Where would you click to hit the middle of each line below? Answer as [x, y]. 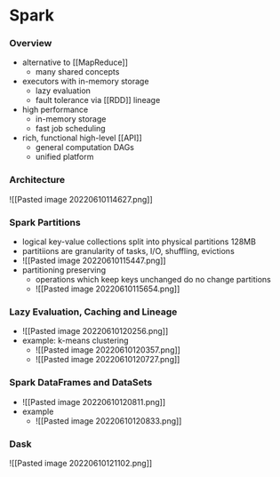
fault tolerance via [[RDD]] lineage [98, 100]
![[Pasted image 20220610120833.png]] [108, 421]
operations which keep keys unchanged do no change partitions [153, 280]
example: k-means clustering [75, 341]
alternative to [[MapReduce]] [75, 62]
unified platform [64, 157]
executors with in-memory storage [85, 82]
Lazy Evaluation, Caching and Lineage [93, 312]
